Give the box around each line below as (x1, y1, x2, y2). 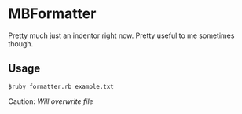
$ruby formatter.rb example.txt (8, 83, 114, 90)
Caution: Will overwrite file (8, 96, 93, 106)
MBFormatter (8, 5, 97, 23)
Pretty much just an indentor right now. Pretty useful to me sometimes (8, 31, 235, 40)
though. (8, 39, 34, 48)
